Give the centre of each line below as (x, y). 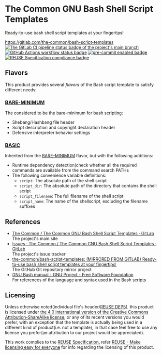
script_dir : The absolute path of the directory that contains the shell (88, 186)
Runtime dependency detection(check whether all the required (74, 165)
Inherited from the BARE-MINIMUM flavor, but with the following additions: (79, 156)
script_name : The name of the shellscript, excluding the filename (83, 201)
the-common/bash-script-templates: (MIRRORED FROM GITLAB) (77, 259)
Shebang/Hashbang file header (43, 122)
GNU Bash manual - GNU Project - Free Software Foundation (73, 275)
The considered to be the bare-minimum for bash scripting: (64, 113)
